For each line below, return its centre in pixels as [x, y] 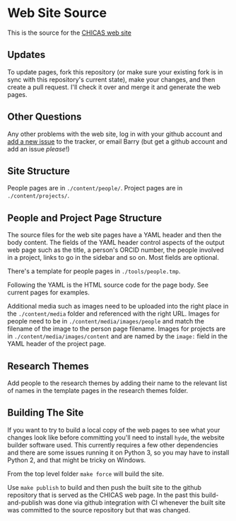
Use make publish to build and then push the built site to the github [105, 487]
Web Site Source [57, 13]
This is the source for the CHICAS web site [70, 33]
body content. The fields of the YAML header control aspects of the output [116, 243]
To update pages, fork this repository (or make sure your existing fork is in [115, 71]
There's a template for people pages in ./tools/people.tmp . [94, 271]
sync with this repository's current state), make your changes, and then [111, 79]
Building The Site [46, 413]
